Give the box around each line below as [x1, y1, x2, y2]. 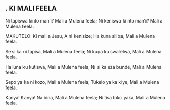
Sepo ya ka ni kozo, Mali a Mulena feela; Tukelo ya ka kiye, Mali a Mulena [5, 79, 159, 85]
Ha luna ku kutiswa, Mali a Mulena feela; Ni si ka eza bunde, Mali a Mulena [5, 63, 162, 70]
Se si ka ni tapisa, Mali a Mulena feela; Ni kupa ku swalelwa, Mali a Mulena [5, 48, 162, 54]
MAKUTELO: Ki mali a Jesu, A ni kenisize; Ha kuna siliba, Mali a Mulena [5, 33, 155, 39]
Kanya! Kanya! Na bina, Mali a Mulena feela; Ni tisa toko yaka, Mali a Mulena [5, 94, 165, 100]
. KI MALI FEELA [5, 4, 57, 13]
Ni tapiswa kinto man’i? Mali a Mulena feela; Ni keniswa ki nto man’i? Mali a [5, 17, 163, 24]
